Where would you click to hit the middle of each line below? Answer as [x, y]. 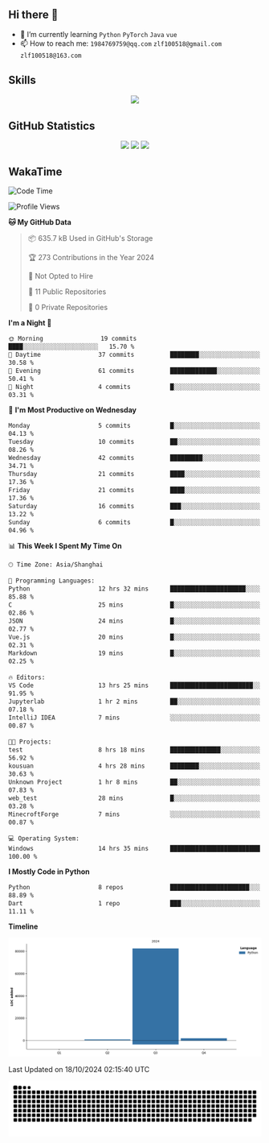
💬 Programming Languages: [51, 581]
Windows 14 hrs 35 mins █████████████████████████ [134, 849]
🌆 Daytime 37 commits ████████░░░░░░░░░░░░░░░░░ [134, 355]
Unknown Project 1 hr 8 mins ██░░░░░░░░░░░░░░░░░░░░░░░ [134, 782]
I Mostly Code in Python [49, 872]
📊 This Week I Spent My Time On [65, 546]
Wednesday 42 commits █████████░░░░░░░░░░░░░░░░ [134, 458]
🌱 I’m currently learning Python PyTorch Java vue [98, 34]
